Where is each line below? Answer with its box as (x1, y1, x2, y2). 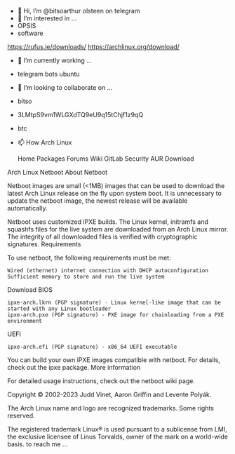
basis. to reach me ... (7, 440, 68, 448)
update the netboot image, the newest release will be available (7, 196, 188, 205)
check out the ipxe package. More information (7, 363, 141, 371)
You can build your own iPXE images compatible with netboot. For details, (7, 356, 221, 364)
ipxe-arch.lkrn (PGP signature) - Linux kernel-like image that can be (7, 299, 221, 306)
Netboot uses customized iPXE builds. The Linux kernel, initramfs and (7, 218, 209, 226)
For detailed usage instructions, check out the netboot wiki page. (7, 377, 195, 385)
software (17, 29, 43, 37)
